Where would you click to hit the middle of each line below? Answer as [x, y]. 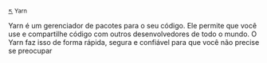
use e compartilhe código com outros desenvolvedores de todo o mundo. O [133, 34]
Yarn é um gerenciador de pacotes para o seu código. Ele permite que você [133, 26]
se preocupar [30, 51]
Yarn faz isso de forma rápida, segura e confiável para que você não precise [134, 43]
